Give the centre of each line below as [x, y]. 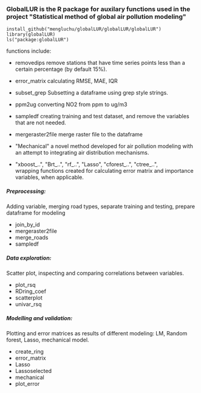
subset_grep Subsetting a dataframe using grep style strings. [91, 93]
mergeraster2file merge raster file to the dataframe [79, 135]
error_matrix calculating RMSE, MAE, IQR [66, 81]
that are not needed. [41, 123]
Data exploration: [29, 258]
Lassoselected [33, 371]
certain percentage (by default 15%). [61, 69]
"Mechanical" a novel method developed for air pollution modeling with [104, 146]
